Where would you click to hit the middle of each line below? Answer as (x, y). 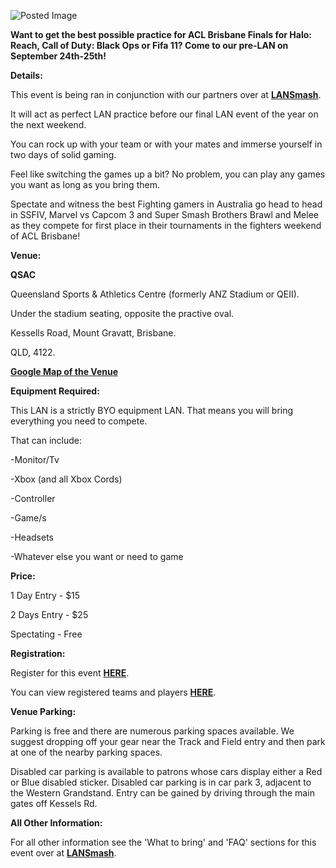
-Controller (33, 498)
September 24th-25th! (58, 56)
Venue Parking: (43, 711)
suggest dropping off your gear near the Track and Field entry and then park (168, 741)
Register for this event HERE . (70, 673)
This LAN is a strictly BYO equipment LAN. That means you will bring (152, 410)
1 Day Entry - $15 (45, 595)
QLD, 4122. (33, 352)
